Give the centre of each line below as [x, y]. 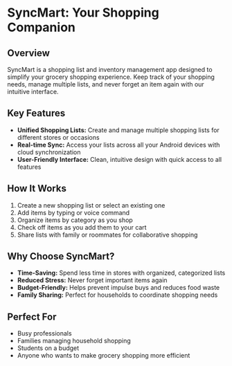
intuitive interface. [33, 92]
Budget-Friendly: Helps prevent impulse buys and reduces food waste [118, 288]
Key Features [36, 113]
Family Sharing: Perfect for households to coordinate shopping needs [117, 295]
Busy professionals [44, 333]
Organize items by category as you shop [75, 220]
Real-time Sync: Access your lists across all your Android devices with [118, 145]
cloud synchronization [49, 152]
